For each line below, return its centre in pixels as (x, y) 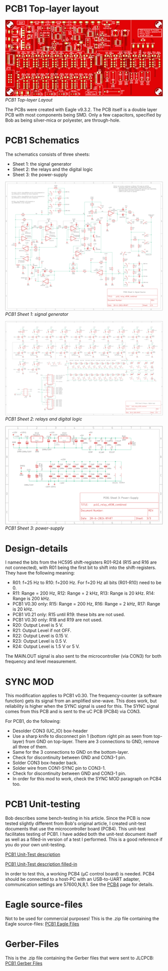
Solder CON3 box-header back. (45, 763)
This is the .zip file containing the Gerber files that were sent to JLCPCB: (79, 958)
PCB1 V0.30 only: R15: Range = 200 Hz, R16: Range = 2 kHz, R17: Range (86, 604)
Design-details (37, 548)
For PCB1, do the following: (33, 721)
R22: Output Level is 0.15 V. (40, 636)
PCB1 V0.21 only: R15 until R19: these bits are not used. (68, 615)
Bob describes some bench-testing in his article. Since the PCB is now (78, 818)
